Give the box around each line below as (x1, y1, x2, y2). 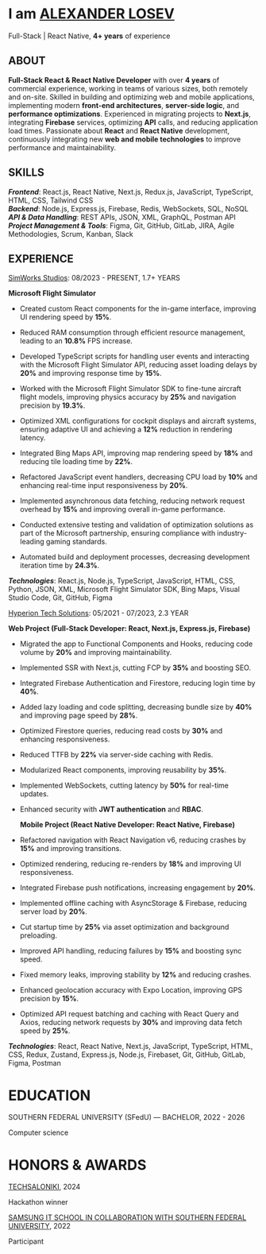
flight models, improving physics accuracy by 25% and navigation (19, 393, 237, 402)
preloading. (19, 931, 58, 940)
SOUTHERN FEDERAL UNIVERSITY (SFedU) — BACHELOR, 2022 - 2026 (8, 1113, 245, 1122)
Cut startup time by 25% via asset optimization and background (19, 923, 229, 932)
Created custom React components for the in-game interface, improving (19, 304, 256, 314)
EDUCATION (8, 1086, 91, 1105)
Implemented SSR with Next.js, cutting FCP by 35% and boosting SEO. (19, 663, 252, 672)
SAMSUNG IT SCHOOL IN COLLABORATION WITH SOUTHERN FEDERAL (8, 1213, 247, 1222)
